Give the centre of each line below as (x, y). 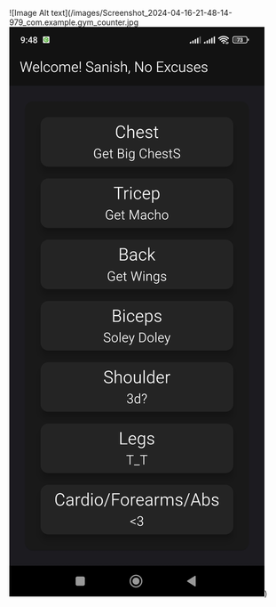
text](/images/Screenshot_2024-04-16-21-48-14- (142, 13)
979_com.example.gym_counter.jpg (74, 22)
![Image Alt (29, 13)
